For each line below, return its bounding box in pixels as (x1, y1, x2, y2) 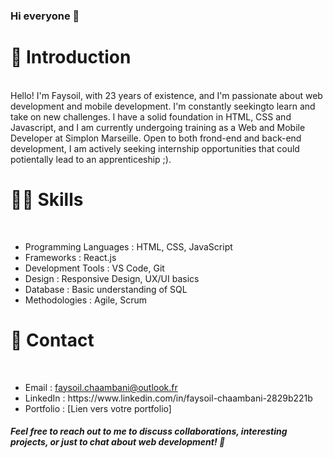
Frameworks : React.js (24, 251, 117, 263)
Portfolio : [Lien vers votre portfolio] (24, 402, 172, 414)
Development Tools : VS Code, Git (24, 262, 165, 274)
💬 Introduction (10, 46, 132, 69)
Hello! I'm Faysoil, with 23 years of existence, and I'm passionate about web (10, 89, 323, 101)
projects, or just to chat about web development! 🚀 (10, 436, 226, 448)
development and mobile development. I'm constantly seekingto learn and (10, 100, 316, 112)
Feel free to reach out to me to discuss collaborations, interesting (10, 425, 288, 438)
